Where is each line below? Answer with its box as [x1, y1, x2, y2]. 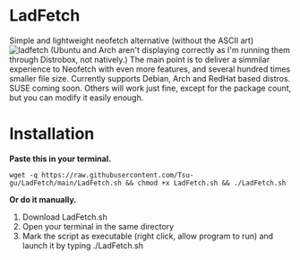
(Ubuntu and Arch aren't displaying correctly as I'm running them [50, 44, 291, 55]
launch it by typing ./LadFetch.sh [21, 239, 144, 251]
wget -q [9, 170, 39, 179]
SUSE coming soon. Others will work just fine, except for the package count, [9, 82, 292, 93]
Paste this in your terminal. [9, 153, 112, 164]
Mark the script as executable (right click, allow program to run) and [21, 230, 274, 241]
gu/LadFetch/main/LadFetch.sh [9, 178, 123, 187]
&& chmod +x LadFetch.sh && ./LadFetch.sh [124, 178, 287, 187]
